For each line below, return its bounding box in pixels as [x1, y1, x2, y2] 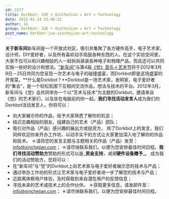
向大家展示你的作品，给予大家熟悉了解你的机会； [12, 113, 115, 118]
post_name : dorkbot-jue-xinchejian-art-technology [5, 31, 114, 36]
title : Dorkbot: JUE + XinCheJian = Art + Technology [5, 12, 121, 17]
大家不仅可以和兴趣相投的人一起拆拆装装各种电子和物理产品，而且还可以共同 [5, 58, 164, 63]
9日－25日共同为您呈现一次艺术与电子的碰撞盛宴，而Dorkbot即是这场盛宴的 [5, 71, 163, 76]
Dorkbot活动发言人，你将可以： [5, 102, 71, 108]
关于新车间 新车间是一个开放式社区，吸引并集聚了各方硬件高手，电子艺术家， [5, 45, 164, 51]
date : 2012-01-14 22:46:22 [5, 17, 62, 22]
